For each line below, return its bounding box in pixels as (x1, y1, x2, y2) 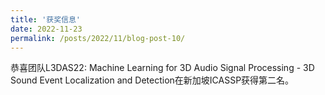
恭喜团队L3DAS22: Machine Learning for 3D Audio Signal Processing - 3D (10, 62, 315, 74)
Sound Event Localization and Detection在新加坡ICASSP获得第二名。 (10, 74, 295, 86)
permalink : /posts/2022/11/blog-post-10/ (10, 33, 186, 43)
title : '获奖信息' (10, 14, 82, 25)
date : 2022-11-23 (10, 24, 83, 34)
